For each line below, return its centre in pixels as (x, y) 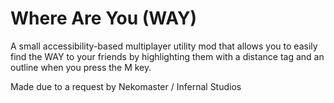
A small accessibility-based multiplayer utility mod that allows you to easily (164, 46)
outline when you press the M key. (81, 67)
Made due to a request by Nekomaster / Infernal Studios (126, 86)
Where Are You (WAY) (104, 18)
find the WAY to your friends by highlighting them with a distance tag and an (167, 56)
